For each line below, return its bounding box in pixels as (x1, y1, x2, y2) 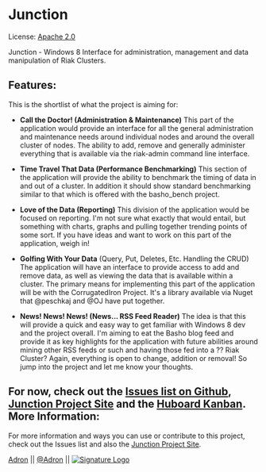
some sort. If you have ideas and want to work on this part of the (19, 230, 232, 240)
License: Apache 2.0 (8, 32, 75, 41)
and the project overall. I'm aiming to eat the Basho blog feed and (19, 328, 234, 338)
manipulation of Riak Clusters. (8, 56, 106, 65)
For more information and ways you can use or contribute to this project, (8, 431, 245, 440)
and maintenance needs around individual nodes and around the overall (19, 132, 255, 141)
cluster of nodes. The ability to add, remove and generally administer (19, 140, 246, 150)
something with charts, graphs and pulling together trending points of (19, 221, 248, 231)
